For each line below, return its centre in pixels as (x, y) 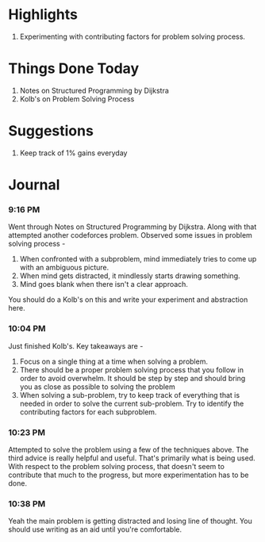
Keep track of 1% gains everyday (73, 153)
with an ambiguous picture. (64, 268)
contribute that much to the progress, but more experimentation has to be (129, 475)
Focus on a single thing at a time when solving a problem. (114, 361)
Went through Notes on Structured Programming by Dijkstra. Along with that (132, 227)
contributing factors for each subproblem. (88, 412)
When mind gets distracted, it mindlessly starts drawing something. (130, 276)
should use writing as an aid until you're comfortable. (95, 529)
